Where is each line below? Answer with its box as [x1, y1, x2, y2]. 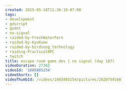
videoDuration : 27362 [5, 63, 50, 68]
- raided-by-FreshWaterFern [5, 35, 64, 40]
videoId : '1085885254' [5, 68, 52, 73]
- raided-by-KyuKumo [5, 40, 48, 45]
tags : [5, 12, 16, 17]
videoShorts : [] [5, 72, 39, 77]
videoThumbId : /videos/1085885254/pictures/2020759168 [5, 77, 122, 82]
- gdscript [5, 21, 28, 26]
